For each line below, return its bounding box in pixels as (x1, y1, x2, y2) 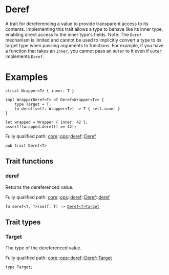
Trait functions (5, 157, 54, 166)
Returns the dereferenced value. (5, 184, 74, 190)
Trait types (5, 218, 41, 226)
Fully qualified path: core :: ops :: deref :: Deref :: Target (5, 255, 112, 261)
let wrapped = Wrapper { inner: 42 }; (5, 120, 88, 125)
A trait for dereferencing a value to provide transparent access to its (5, 21, 149, 27)
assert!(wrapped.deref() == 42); (5, 124, 77, 129)
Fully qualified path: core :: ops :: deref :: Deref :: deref (5, 194, 110, 200)
